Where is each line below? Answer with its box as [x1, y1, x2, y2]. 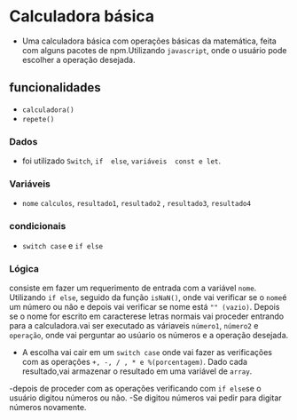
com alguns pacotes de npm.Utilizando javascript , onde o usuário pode [21, 44, 287, 55]
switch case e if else [21, 240, 104, 250]
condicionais [9, 220, 66, 233]
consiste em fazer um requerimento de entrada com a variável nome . [9, 282, 257, 293]
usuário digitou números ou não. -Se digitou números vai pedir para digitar [9, 392, 282, 403]
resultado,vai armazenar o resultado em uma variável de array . [21, 366, 253, 376]
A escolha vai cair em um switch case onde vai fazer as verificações [21, 346, 273, 357]
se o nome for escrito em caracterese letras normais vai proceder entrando [9, 311, 285, 321]
